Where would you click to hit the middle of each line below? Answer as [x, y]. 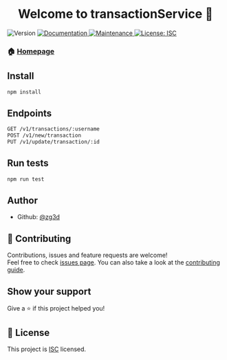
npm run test [26, 179]
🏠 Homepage [31, 51]
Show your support [49, 291]
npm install [24, 92]
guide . [16, 270]
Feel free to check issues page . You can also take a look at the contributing [113, 262]
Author [22, 201]
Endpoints [30, 113]
